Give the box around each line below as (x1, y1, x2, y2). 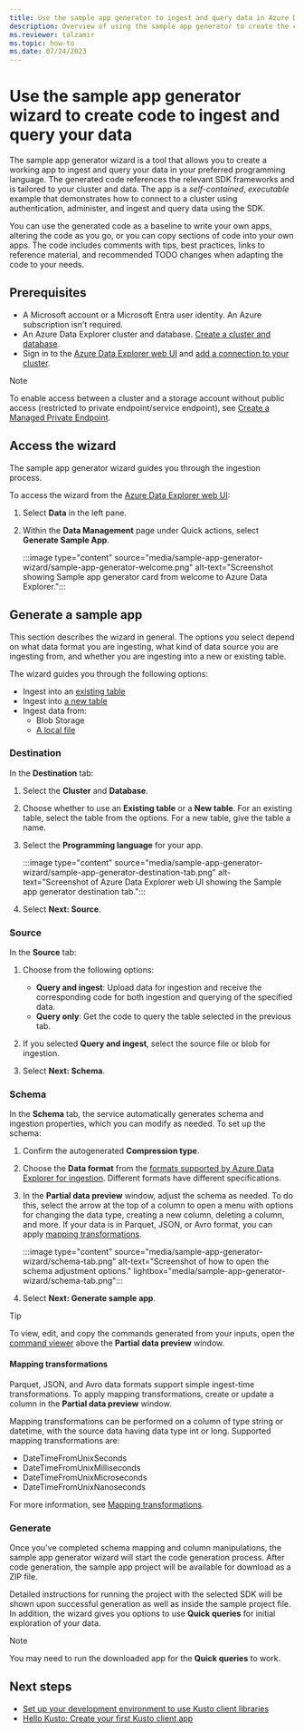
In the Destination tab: (9, 768, 94, 778)
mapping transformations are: (9, 1434, 120, 1445)
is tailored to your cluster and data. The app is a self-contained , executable (9, 183, 290, 195)
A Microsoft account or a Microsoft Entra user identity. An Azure (22, 309, 262, 320)
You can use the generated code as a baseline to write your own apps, (9, 220, 273, 231)
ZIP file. (9, 1571, 38, 1581)
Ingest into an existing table (22, 686, 126, 697)
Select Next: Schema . (22, 1065, 106, 1076)
